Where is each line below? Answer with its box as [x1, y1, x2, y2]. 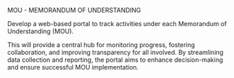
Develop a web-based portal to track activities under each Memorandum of [7, 20, 228, 27]
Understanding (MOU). [7, 27, 74, 35]
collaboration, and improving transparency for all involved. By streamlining [7, 48, 224, 56]
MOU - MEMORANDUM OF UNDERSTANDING [7, 6, 141, 14]
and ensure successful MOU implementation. [7, 63, 139, 71]
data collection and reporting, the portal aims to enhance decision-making [7, 56, 223, 64]
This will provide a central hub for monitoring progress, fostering [7, 41, 196, 48]
